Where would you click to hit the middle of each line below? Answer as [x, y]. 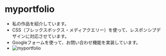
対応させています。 [49, 36]
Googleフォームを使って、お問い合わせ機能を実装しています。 [76, 42]
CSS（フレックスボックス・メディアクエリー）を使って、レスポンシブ [84, 30]
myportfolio [30, 9]
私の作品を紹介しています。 [40, 23]
